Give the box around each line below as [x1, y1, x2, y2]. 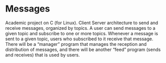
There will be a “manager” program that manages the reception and [5, 41, 147, 47]
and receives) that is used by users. [5, 51, 80, 58]
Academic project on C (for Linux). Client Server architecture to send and [5, 20, 158, 26]
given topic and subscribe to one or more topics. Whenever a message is [5, 30, 158, 36]
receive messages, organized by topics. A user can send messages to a [5, 25, 156, 31]
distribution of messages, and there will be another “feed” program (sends [5, 46, 161, 52]
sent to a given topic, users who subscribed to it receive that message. [5, 36, 154, 42]
